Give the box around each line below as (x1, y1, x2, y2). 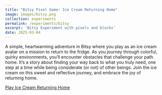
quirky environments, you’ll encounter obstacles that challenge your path (5, 54, 154, 60)
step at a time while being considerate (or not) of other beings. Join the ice (5, 64, 157, 70)
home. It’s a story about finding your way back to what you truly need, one (5, 60, 156, 65)
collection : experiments (5, 16, 56, 21)
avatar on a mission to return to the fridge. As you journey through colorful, (5, 49, 158, 55)
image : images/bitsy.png (5, 12, 56, 17)
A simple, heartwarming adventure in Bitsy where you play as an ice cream (5, 44, 157, 49)
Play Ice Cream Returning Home (5, 85, 70, 90)
